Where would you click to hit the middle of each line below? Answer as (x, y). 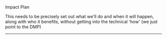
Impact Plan (17, 7)
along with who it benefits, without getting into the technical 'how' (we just (82, 22)
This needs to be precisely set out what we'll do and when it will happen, (80, 16)
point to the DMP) (23, 27)
